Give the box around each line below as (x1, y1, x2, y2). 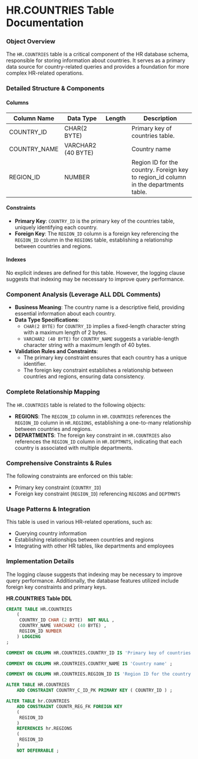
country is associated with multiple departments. (14, 444, 134, 451)
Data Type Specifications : (14, 316, 80, 323)
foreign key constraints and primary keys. (6, 583, 107, 590)
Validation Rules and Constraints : (14, 348, 98, 355)
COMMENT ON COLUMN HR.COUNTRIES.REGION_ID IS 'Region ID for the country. (6, 671, 194, 677)
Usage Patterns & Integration (6, 504, 91, 513)
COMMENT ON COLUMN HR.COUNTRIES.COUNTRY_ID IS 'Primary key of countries (6, 649, 192, 656)
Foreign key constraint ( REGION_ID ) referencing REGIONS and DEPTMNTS (14, 490, 181, 497)
